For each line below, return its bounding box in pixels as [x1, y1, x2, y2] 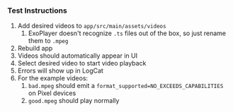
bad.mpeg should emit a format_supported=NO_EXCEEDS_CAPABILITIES [28, 82, 224, 90]
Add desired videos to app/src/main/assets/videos [17, 22, 166, 30]
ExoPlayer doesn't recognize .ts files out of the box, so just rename [28, 29, 227, 37]
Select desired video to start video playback [17, 59, 147, 68]
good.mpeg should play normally [28, 97, 120, 105]
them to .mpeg [28, 37, 69, 45]
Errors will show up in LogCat [17, 66, 104, 75]
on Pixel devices [28, 89, 76, 97]
